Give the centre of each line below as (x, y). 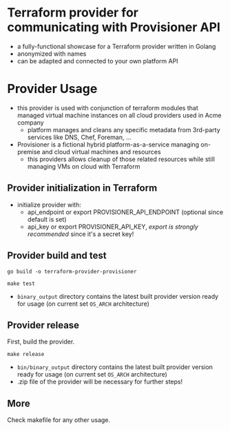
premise (29, 151)
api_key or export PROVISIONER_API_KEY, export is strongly (113, 227)
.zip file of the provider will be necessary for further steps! (100, 382)
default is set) (47, 219)
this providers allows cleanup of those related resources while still (121, 159)
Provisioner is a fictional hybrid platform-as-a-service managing (108, 144)
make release (26, 355)
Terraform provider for (73, 13)
